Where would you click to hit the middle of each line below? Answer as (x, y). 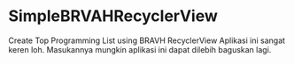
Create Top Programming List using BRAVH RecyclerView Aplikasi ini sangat (147, 40)
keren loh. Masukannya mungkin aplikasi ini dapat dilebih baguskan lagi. (140, 49)
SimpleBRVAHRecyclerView (113, 16)
